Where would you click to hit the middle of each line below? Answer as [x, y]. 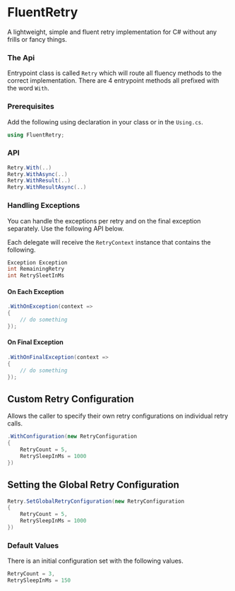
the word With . [28, 88]
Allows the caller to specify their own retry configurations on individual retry [118, 416]
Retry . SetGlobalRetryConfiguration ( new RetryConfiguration [96, 501]
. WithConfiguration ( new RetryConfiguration [72, 437]
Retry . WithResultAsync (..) [47, 187]
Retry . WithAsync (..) [38, 174]
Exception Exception [38, 262]
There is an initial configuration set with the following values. [95, 561]
